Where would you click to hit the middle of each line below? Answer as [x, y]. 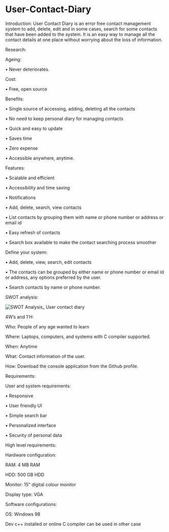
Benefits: [15, 99]
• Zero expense [22, 148]
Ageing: [13, 59]
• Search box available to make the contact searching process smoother [81, 242]
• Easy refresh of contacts [33, 232]
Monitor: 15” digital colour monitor [41, 484]
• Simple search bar [26, 415]
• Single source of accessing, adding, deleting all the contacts [70, 108]
